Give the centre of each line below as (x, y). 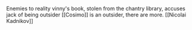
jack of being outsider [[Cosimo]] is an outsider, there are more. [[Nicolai (96, 15)
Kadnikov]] (20, 21)
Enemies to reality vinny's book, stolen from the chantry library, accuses (96, 9)
